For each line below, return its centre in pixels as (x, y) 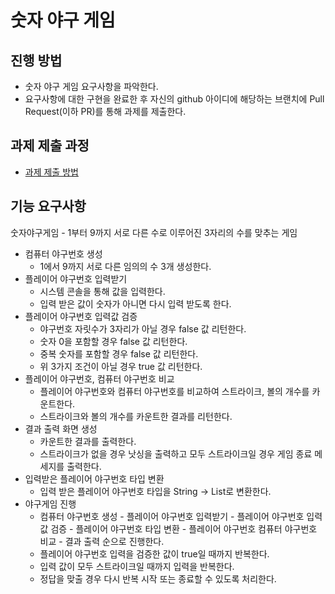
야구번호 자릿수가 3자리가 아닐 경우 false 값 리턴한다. (143, 328)
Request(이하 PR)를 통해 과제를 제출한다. (105, 111)
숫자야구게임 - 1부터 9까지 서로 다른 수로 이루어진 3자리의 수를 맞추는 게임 (154, 232)
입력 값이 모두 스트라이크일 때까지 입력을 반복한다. (137, 566)
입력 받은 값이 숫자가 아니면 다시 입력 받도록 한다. (135, 303)
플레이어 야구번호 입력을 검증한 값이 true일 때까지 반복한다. (154, 553)
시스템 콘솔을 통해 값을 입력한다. (102, 291)
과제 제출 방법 (51, 172)
